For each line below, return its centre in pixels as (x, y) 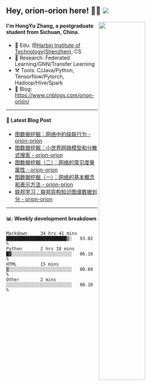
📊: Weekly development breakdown (51, 219)
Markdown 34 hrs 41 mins (42, 233)
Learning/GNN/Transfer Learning (55, 64)
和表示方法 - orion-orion (44, 184)
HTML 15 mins (33, 264)
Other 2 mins (31, 280)
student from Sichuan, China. (43, 32)
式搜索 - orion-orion (39, 155)
